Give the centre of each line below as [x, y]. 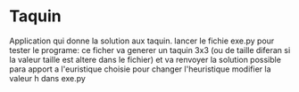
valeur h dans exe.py [48, 78]
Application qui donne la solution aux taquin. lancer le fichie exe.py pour [142, 41]
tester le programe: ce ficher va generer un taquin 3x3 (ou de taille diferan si [150, 50]
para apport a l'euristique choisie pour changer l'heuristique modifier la [140, 69]
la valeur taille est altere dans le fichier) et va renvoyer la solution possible [145, 59]
